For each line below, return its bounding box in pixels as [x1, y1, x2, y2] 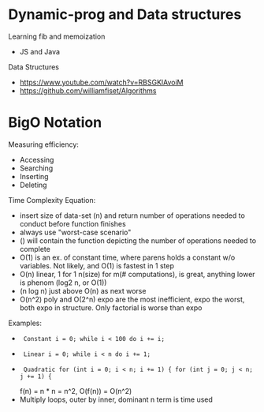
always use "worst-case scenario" [19, 227, 132, 237]
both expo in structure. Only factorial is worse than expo [19, 302, 203, 313]
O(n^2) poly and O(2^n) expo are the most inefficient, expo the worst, [19, 294, 245, 304]
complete [19, 244, 51, 253]
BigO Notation [8, 114, 102, 132]
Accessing [19, 155, 54, 164]
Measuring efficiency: [8, 140, 79, 149]
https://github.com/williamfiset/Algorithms [19, 85, 157, 96]
